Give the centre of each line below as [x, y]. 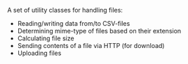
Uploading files [39, 53]
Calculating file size [46, 38]
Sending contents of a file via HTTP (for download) [91, 46]
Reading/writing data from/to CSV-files [74, 23]
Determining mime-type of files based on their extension [99, 31]
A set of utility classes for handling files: [65, 10]
